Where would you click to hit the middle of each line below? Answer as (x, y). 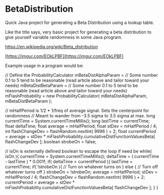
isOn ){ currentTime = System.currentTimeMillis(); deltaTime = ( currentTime (82, 156)
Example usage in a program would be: (45, 65)
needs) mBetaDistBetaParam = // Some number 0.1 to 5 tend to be (71, 85)
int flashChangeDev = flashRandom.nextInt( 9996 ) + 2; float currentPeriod (81, 131)
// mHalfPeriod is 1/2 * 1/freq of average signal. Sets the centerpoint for (77, 110)
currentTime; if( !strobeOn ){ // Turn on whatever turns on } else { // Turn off (82, 167)
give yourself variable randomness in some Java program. (64, 37)
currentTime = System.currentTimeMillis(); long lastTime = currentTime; (78, 121)
